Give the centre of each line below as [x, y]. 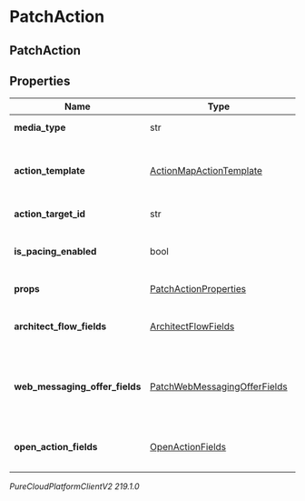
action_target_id [50, 214]
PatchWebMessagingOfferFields [218, 386]
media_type [40, 127]
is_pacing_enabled [55, 252]
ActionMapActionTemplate [206, 171]
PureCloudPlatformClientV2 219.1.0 [74, 486]
